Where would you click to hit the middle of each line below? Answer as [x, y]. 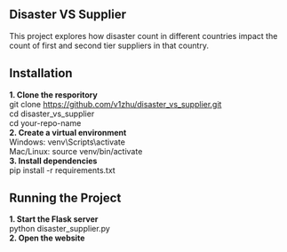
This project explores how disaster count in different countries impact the [143, 35]
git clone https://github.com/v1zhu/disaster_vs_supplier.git [116, 104]
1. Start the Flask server [54, 219]
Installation [41, 73]
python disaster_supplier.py [60, 229]
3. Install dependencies [53, 161]
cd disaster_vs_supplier [52, 114]
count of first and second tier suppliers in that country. [109, 45]
